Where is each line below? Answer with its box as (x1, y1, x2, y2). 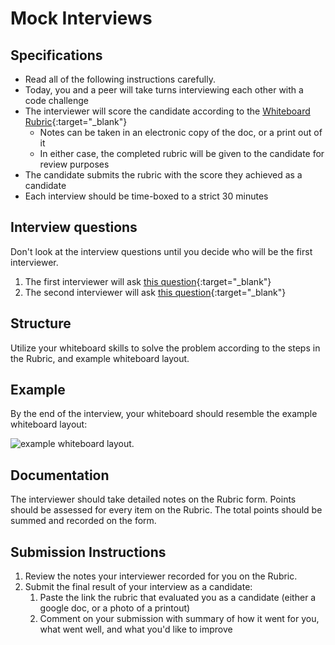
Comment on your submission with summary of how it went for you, (39, 613, 320, 625)
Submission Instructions (10, 543, 167, 561)
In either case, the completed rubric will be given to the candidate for (39, 148, 325, 159)
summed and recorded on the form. (10, 515, 157, 527)
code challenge (24, 95, 89, 106)
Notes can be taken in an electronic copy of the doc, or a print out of (39, 127, 323, 138)
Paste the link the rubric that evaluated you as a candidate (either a (39, 592, 317, 604)
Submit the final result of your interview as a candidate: (24, 581, 253, 593)
